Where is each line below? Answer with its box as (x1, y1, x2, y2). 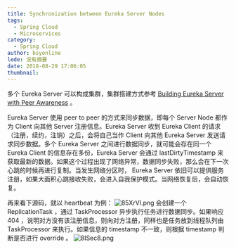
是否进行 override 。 (13, 234, 72, 242)
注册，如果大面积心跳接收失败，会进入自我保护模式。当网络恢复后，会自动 (7, 174, 223, 183)
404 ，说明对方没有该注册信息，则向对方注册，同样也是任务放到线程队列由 (7, 216, 224, 224)
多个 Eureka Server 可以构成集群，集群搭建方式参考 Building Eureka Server (7, 89, 224, 98)
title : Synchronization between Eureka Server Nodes (7, 10, 165, 18)
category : (7, 37, 37, 44)
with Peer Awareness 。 (7, 98, 77, 106)
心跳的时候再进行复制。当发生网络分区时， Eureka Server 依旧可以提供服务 (7, 166, 224, 174)
